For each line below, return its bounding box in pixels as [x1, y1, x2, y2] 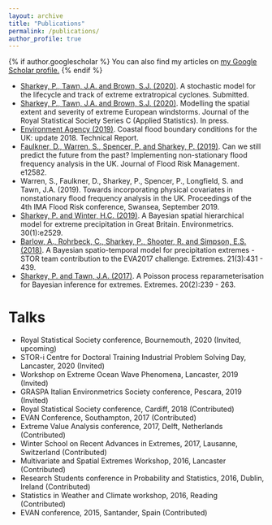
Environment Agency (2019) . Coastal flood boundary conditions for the [19, 124, 257, 134]
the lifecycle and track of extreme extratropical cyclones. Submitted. [19, 90, 249, 100]
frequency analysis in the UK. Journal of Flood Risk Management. [19, 159, 240, 169]
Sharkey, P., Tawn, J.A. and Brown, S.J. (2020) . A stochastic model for [19, 81, 256, 91]
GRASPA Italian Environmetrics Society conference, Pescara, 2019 [19, 387, 242, 397]
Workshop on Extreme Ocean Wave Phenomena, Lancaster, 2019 [19, 370, 239, 380]
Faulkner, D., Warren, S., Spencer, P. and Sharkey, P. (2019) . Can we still [19, 141, 261, 151]
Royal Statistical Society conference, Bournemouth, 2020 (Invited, [19, 335, 242, 345]
